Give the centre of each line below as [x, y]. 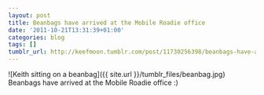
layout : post [29, 15]
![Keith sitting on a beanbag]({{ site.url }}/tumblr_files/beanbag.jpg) [117, 74]
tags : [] [22, 45]
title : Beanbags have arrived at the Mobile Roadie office [107, 23]
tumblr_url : [27, 52]
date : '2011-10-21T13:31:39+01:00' [66, 30]
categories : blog [37, 37]
